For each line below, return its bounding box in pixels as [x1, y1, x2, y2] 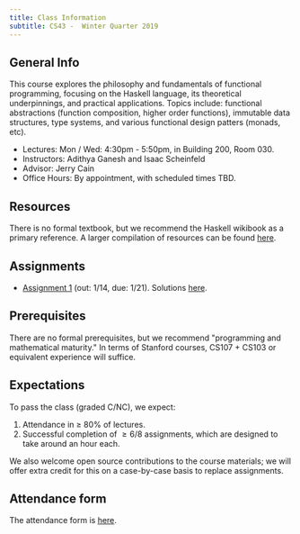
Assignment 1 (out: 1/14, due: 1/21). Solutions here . [22, 282, 208, 293]
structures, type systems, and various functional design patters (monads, [9, 117, 281, 128]
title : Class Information [9, 13, 106, 23]
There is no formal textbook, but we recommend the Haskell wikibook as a [9, 222, 285, 234]
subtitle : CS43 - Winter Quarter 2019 [9, 22, 159, 31]
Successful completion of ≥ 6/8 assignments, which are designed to [22, 429, 278, 439]
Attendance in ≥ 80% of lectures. [22, 419, 146, 430]
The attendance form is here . [9, 515, 117, 526]
